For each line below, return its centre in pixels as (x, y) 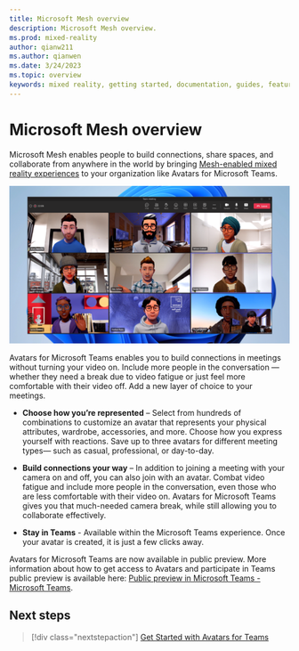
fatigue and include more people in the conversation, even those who (149, 486)
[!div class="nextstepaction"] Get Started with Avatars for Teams (150, 637)
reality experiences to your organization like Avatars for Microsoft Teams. (143, 173)
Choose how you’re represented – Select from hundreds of (132, 412)
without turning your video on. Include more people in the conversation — (145, 367)
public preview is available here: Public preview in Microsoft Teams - (135, 578)
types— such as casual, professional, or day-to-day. (118, 451)
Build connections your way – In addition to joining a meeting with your (153, 468)
